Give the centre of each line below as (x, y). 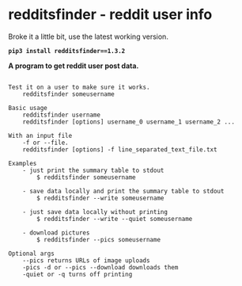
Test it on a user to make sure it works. (79, 87)
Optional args (32, 254)
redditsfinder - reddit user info (110, 15)
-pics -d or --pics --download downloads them (100, 267)
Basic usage (28, 108)
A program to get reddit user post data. (74, 66)
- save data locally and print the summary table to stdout (123, 191)
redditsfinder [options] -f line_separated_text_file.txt (120, 149)
